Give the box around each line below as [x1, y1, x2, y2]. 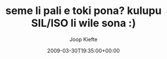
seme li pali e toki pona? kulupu [5, 4, 162, 18]
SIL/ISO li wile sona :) [31, 16, 136, 30]
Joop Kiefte [69, 36, 98, 43]
